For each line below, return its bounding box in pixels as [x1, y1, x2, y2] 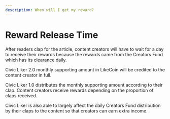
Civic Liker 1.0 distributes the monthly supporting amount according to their [5, 82, 163, 88]
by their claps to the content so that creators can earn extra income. [5, 107, 148, 114]
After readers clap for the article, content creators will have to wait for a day [5, 46, 164, 52]
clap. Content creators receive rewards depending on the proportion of [5, 87, 154, 93]
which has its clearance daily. [5, 57, 67, 63]
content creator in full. [5, 72, 52, 78]
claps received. [5, 92, 38, 99]
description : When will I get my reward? [5, 7, 94, 13]
